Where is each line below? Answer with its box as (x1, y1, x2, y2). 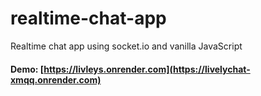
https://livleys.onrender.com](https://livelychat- (43, 63, 251, 75)
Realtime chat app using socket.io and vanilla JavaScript (10, 40, 243, 52)
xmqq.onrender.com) (10, 73, 102, 86)
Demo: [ (10, 63, 45, 75)
